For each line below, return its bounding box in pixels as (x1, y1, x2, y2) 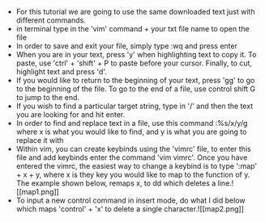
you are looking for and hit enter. (15, 110, 126, 119)
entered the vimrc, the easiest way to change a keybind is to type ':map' (15, 161, 258, 170)
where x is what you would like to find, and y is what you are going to (15, 127, 247, 136)
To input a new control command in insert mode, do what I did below (15, 195, 246, 205)
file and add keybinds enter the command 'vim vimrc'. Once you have (15, 153, 248, 162)
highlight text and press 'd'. (15, 67, 107, 76)
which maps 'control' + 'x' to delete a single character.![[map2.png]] (15, 204, 245, 213)
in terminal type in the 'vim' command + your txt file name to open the (15, 24, 250, 33)
